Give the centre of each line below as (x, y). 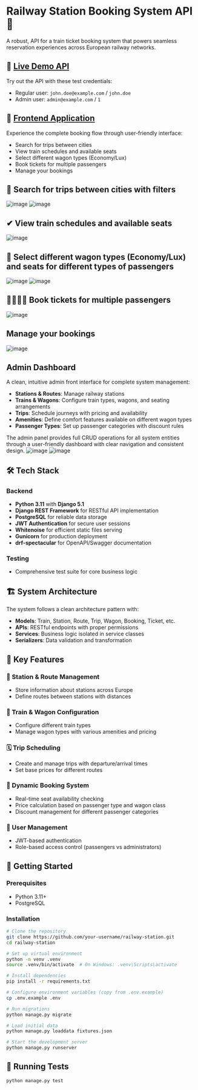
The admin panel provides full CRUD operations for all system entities (93, 438)
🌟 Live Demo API (38, 66)
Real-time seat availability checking (59, 799)
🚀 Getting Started (40, 866)
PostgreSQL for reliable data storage (61, 517)
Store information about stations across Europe (74, 689)
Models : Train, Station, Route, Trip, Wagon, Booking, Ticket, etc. (95, 621)
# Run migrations (28, 1009)
